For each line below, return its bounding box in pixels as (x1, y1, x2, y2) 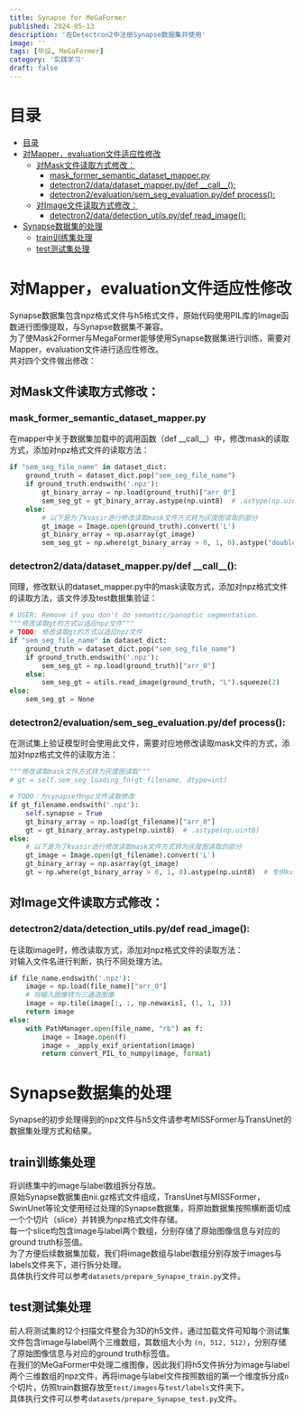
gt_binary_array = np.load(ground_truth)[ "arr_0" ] (41, 488, 236, 497)
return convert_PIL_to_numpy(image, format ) (41, 1050, 212, 1059)
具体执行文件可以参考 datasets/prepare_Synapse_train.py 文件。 (9, 1271, 246, 1282)
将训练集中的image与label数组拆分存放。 (9, 1181, 161, 1192)
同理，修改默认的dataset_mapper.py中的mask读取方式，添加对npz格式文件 (9, 581, 289, 592)
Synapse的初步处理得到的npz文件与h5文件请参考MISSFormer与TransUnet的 (9, 1114, 292, 1126)
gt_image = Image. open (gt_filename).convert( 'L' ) (25, 851, 216, 860)
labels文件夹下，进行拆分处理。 (9, 1259, 126, 1270)
